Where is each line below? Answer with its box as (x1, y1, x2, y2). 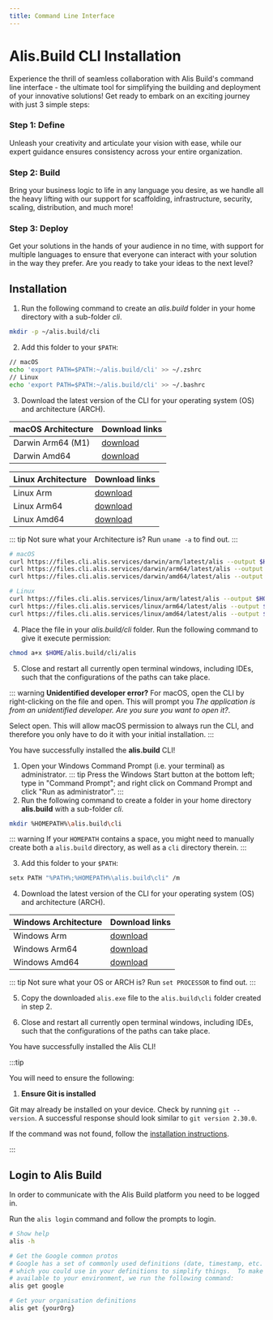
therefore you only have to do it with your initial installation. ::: (9, 729, 215, 739)
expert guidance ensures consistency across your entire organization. (9, 147, 242, 156)
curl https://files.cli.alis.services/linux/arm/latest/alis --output (9, 595, 253, 603)
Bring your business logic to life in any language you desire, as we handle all (9, 186, 264, 195)
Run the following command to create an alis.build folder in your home (20, 303, 256, 313)
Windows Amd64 (13, 957, 79, 968)
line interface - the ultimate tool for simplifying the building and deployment (9, 82, 262, 92)
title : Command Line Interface (9, 11, 115, 20)
